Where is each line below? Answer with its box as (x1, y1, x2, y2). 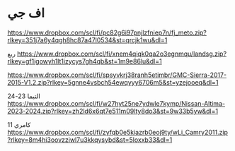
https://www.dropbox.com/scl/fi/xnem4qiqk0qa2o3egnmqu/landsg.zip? (17, 49, 227, 58)
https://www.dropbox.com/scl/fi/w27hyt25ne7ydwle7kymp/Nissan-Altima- (7, 99, 225, 107)
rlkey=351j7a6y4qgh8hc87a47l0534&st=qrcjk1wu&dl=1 (7, 35, 168, 44)
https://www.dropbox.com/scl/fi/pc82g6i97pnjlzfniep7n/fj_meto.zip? (7, 28, 207, 37)
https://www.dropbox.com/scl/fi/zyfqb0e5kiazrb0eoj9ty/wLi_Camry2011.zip (7, 128, 229, 136)
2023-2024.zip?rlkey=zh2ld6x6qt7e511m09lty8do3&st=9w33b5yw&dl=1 (7, 107, 218, 115)
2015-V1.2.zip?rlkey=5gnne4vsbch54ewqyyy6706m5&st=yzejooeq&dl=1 (7, 78, 219, 86)
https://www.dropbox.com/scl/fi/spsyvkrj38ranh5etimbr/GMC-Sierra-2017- (7, 71, 227, 79)
